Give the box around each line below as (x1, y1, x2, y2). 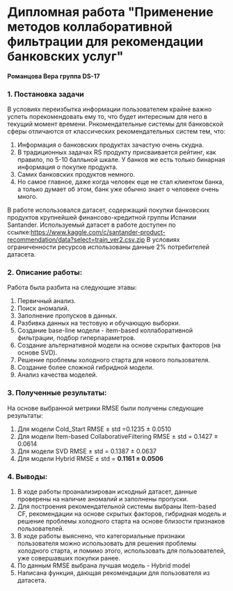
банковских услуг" (7, 49, 124, 65)
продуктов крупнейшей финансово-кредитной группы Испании (7, 213, 197, 222)
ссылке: (7, 228, 31, 236)
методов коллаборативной (7, 19, 172, 35)
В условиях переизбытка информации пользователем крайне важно (7, 105, 212, 113)
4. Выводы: (7, 471, 48, 481)
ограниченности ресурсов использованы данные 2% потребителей (7, 243, 210, 251)
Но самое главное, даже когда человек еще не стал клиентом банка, (17, 178, 225, 186)
